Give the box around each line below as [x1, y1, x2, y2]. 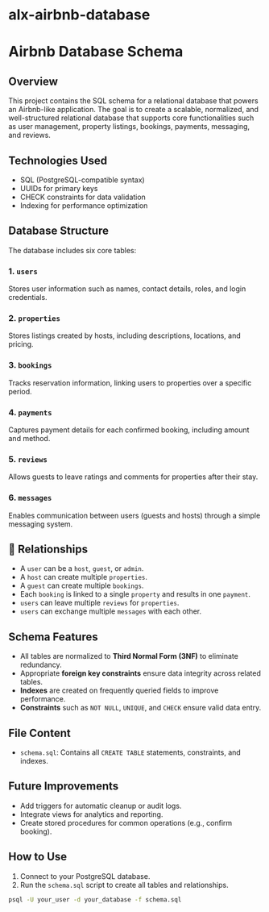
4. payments [8, 406, 52, 418]
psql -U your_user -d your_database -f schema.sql [8, 895, 182, 904]
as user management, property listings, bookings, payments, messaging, [8, 122, 250, 131]
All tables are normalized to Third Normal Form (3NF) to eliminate [19, 652, 239, 661]
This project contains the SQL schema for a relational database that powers [8, 96, 259, 106]
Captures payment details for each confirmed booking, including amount [8, 425, 250, 435]
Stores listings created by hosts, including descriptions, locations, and [8, 331, 242, 340]
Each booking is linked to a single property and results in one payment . [19, 589, 251, 599]
